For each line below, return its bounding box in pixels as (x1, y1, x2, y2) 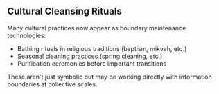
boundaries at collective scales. (7, 79, 98, 88)
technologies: (7, 31, 46, 39)
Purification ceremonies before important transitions (17, 59, 167, 68)
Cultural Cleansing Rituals (7, 6, 123, 17)
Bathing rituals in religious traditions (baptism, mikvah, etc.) (17, 44, 187, 53)
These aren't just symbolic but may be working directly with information (7, 73, 213, 81)
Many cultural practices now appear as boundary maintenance (7, 23, 186, 32)
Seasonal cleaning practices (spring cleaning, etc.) (17, 52, 163, 60)
